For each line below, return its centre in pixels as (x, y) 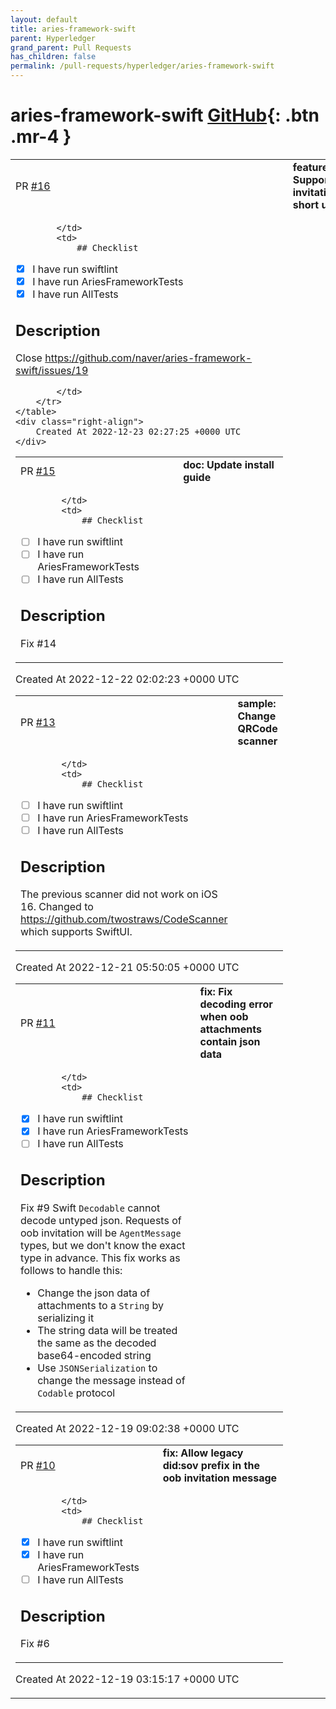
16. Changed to (57, 907)
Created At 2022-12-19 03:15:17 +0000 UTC (127, 1679)
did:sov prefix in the (211, 1465)
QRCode (257, 728)
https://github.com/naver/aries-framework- (148, 358)
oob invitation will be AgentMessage (101, 1233)
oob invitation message (220, 1478)
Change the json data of (94, 1293)
